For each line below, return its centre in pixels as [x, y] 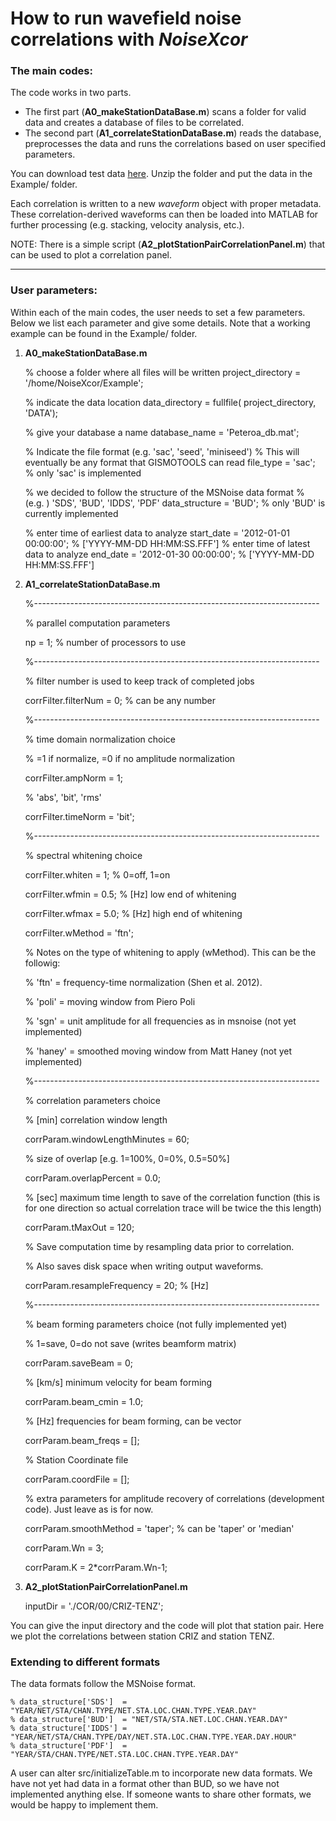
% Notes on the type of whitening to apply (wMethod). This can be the [170, 952]
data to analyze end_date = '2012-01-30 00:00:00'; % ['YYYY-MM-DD [169, 554]
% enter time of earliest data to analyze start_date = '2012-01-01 [157, 533]
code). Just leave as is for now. [89, 1509]
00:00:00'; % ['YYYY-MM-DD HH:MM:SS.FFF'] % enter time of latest [167, 543]
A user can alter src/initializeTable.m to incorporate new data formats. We [161, 1773]
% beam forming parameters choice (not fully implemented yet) [156, 1324]
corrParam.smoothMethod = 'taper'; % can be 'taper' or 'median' [159, 1528]
